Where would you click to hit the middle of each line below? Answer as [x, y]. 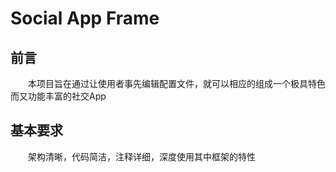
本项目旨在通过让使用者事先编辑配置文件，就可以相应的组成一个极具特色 [177, 83]
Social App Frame [85, 18]
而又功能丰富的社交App [58, 96]
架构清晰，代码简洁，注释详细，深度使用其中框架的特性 [142, 156]
